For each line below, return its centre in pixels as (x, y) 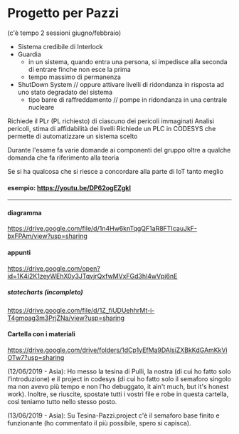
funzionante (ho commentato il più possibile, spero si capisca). (99, 423)
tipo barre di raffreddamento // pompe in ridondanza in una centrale (128, 99)
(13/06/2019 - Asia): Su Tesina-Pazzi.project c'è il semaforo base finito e (113, 415)
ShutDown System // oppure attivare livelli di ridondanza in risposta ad (121, 84)
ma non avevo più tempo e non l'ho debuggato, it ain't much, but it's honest (118, 386)
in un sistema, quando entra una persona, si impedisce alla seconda (128, 61)
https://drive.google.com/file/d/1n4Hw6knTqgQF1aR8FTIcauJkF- (102, 229)
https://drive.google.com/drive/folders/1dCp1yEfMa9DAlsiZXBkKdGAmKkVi (117, 350)
